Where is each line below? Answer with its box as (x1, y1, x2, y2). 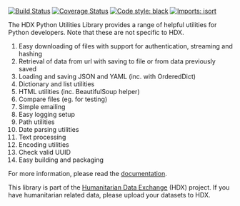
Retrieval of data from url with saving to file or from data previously (18, 57, 216, 66)
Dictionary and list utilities (18, 80, 95, 88)
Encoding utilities (18, 140, 70, 149)
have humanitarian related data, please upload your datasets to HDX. (8, 191, 211, 199)
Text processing (18, 133, 66, 141)
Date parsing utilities (18, 125, 79, 133)
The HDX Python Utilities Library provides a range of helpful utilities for (8, 21, 217, 29)
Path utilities (18, 118, 55, 126)
